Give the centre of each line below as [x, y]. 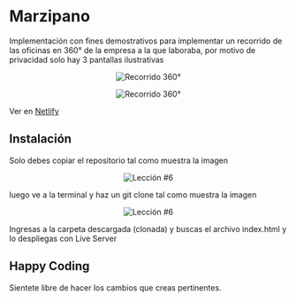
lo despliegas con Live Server [63, 238]
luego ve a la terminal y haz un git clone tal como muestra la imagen [133, 194]
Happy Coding [49, 266]
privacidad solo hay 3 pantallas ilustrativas [87, 59]
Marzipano [50, 16]
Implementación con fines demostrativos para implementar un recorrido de [146, 41]
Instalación [41, 139]
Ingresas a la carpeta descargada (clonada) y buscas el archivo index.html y [148, 228]
